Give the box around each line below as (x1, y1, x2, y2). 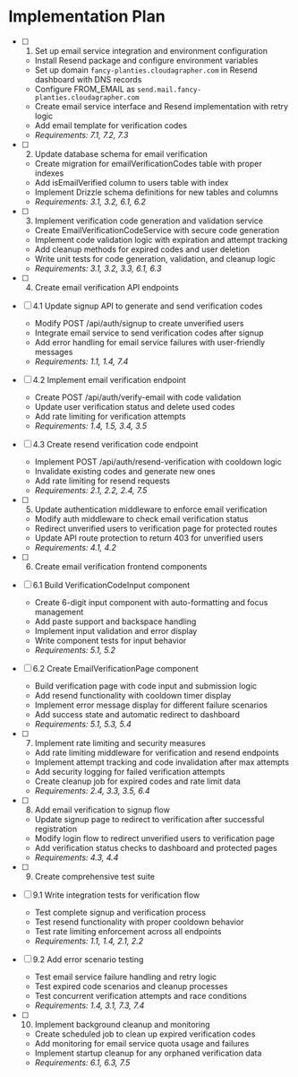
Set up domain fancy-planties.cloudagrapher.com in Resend (34, 65, 258, 75)
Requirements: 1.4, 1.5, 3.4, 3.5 (34, 420, 148, 431)
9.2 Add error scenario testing (32, 953, 144, 965)
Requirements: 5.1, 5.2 (34, 644, 116, 656)
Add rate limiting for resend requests (34, 475, 171, 486)
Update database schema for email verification (34, 148, 208, 159)
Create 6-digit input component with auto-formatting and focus (34, 596, 268, 607)
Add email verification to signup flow (34, 804, 171, 815)
